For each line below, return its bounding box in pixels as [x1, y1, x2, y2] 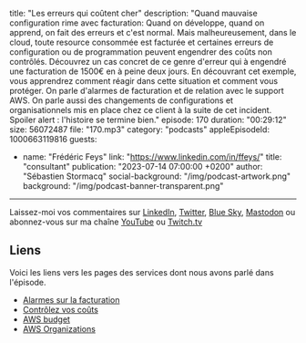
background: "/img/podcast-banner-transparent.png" [22, 181, 224, 191]
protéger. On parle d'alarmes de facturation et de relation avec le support [9, 86, 284, 96]
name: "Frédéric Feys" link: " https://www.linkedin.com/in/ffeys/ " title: [22, 151, 282, 162]
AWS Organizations [22, 323, 96, 334]
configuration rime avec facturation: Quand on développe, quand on [9, 17, 265, 28]
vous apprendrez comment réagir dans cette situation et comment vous [9, 76, 279, 86]
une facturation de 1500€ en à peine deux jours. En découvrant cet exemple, [9, 66, 297, 77]
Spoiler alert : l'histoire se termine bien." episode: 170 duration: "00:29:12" [9, 114, 287, 125]
